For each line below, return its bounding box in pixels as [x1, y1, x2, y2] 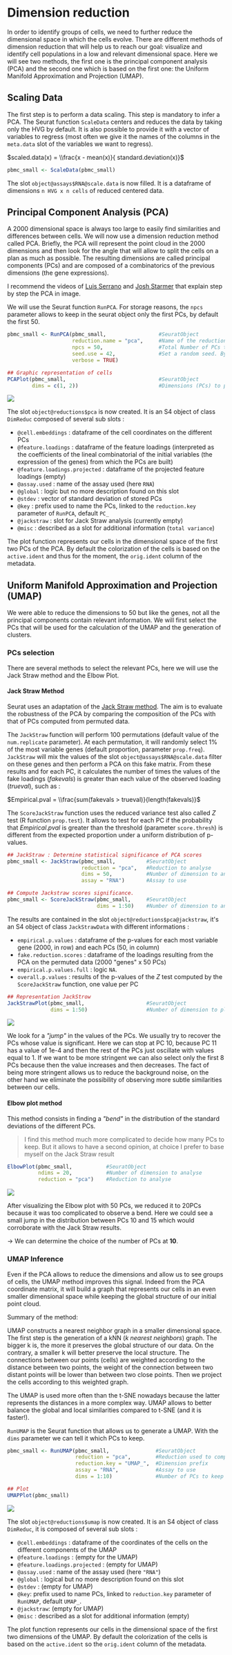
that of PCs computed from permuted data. [7, 717, 130, 725]
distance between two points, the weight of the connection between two [7, 1363, 214, 1371]
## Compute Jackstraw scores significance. [7, 890, 135, 897]
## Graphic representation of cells [7, 369, 113, 376]
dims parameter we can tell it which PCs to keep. [7, 1434, 145, 1442]
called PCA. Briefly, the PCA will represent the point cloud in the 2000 [7, 239, 206, 248]
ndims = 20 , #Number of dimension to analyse [37, 1169, 202, 1177]
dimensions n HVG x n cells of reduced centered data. [7, 186, 164, 194]
